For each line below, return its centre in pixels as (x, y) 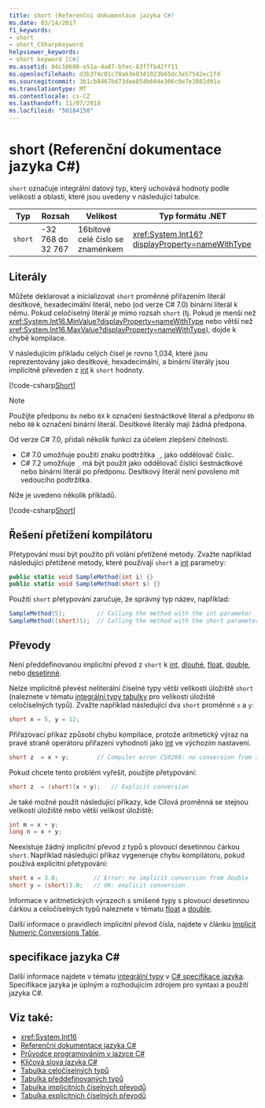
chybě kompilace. (38, 338)
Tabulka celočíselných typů (64, 1070)
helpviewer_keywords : (44, 52)
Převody (30, 646)
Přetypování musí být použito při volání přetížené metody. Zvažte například (130, 554)
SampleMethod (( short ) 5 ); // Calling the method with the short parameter (134, 621)
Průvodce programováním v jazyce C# (83, 1054)
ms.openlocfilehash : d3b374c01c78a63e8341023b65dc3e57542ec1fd (115, 74)
